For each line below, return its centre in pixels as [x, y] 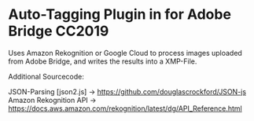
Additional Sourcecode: [46, 76]
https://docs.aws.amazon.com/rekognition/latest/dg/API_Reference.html [125, 108]
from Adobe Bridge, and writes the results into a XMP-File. [103, 61]
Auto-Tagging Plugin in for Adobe [120, 15]
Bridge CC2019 [59, 31]
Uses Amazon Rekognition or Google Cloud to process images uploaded [125, 53]
